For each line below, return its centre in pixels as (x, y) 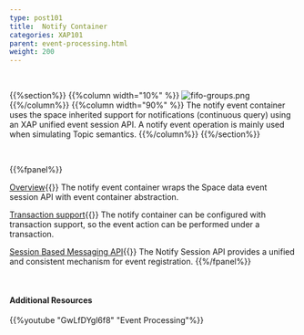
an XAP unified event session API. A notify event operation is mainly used (147, 125)
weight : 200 (32, 52)
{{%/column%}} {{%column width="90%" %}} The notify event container (147, 105)
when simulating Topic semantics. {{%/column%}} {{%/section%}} (135, 134)
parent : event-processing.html (69, 43)
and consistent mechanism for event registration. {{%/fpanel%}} (131, 262)
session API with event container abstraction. (94, 197)
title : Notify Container (58, 26)
